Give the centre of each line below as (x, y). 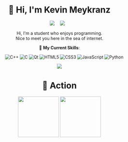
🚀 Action (59, 86)
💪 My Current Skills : (59, 47)
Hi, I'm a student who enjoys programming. (59, 33)
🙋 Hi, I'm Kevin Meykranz (59, 10)
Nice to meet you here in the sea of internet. (59, 38)
